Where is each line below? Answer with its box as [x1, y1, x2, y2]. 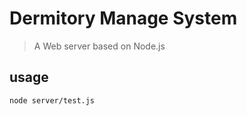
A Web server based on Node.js [33, 40, 166, 52]
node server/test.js [9, 95, 96, 106]
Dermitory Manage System [9, 7, 238, 30]
